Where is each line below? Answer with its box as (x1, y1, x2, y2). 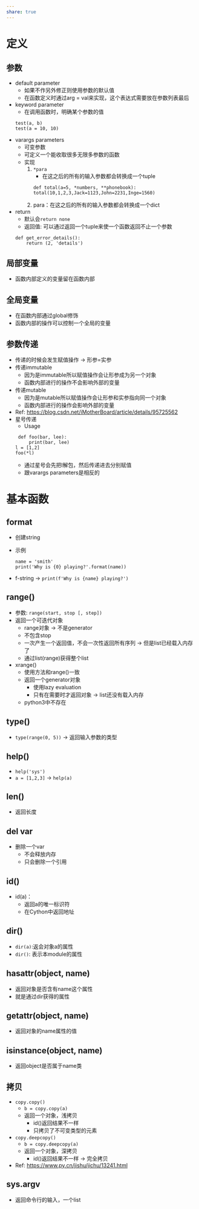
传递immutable (15, 364, 53, 371)
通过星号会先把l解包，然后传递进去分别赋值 (24, 462, 132, 469)
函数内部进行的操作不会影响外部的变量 (24, 379, 120, 386)
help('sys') (15, 769, 45, 775)
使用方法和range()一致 (24, 668, 80, 675)
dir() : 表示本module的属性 (15, 950, 83, 958)
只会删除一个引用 (24, 858, 67, 866)
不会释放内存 (24, 850, 56, 858)
